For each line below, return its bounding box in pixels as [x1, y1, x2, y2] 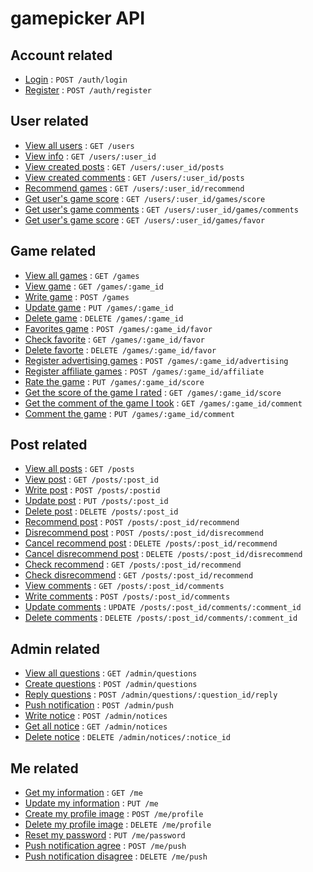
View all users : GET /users [24, 139, 135, 151]
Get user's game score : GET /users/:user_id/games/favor [24, 213, 266, 226]
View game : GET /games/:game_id [24, 280, 164, 292]
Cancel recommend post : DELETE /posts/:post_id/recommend [24, 537, 278, 549]
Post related [10, 437, 88, 454]
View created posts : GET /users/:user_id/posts [24, 160, 225, 172]
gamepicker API [10, 7, 146, 30]
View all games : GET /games [24, 269, 140, 281]
